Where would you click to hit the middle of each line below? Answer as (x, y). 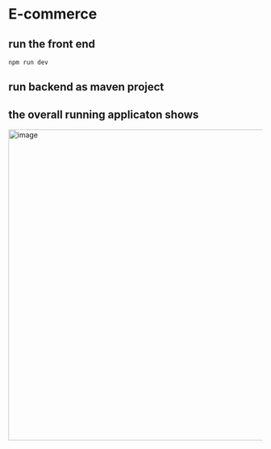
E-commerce (53, 14)
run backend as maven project (86, 87)
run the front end (52, 44)
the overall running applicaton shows (104, 114)
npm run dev (28, 62)
